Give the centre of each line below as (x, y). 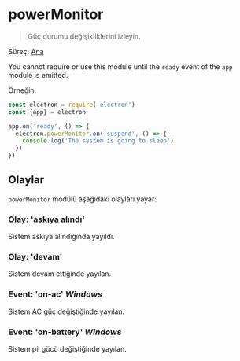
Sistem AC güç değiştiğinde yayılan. (66, 311)
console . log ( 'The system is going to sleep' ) (98, 141)
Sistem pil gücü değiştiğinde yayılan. (68, 349)
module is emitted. (38, 75)
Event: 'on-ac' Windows (55, 294)
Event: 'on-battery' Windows (65, 332)
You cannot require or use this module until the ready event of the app (120, 66)
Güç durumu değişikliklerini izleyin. (84, 36)
